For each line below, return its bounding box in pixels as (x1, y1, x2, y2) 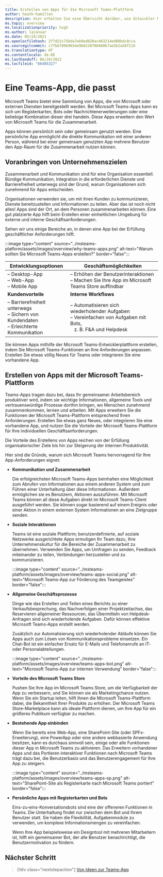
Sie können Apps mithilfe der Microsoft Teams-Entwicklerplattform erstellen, (5, 341, 158, 347)
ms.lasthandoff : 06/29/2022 (5, 57, 62, 62)
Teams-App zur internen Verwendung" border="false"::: (44, 666, 157, 672)
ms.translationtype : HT (5, 48, 53, 53)
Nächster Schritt (5, 854, 56, 862)
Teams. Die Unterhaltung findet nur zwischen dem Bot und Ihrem (12, 809, 142, 815)
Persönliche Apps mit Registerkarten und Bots (12, 795, 108, 801)
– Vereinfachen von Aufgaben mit (70, 314, 147, 321)
